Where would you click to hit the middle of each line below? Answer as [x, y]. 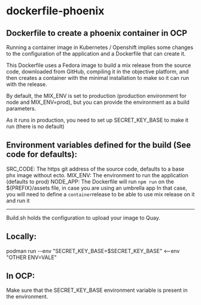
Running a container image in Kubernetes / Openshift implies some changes [100, 47]
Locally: [22, 237]
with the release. [27, 84]
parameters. [21, 108]
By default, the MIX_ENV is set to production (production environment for [96, 96]
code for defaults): [42, 154]
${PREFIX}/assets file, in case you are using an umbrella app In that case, [97, 188]
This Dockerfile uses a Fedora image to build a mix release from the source [99, 65]
